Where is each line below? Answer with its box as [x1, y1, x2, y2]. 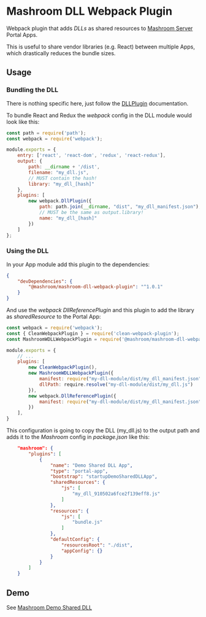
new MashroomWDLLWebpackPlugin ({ [28, 370, 114, 377]
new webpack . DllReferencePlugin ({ [28, 393, 116, 399]
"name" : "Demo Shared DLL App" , [50, 462, 133, 469]
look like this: [6, 118, 40, 125]
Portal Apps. [6, 31, 38, 38]
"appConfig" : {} [61, 548, 103, 554]
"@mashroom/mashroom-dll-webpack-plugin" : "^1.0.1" [28, 284, 164, 290]
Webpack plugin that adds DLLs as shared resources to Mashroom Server [6, 25, 193, 32]
